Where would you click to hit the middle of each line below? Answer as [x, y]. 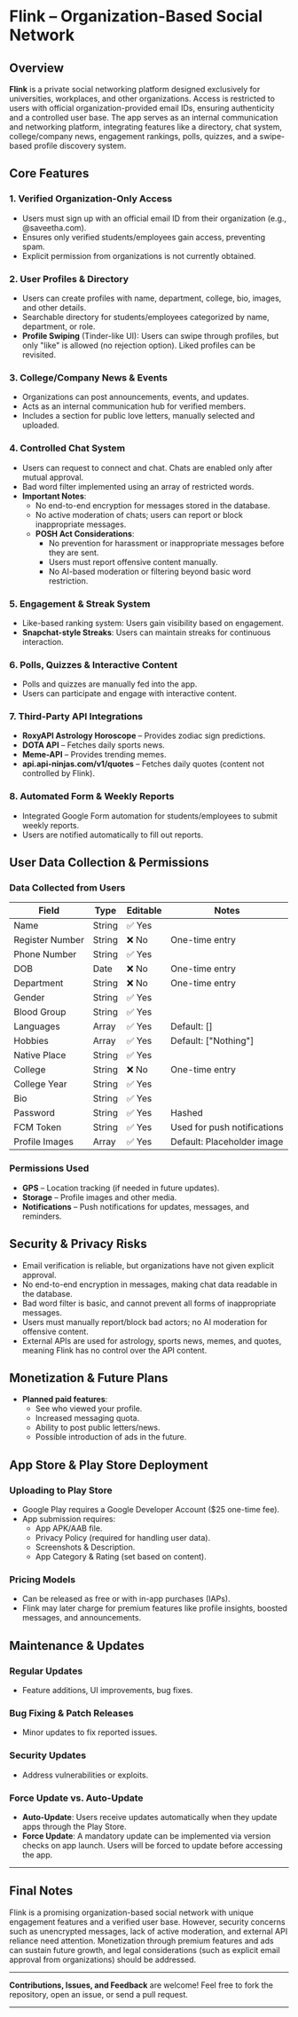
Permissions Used [49, 1168]
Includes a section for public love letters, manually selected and [138, 416]
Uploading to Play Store [61, 1490]
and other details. [54, 307]
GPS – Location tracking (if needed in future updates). [121, 1188]
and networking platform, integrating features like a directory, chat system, [145, 127]
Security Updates [48, 1755]
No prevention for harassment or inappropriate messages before [166, 543]
